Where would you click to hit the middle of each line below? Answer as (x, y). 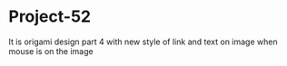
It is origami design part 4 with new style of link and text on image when (143, 42)
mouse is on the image (51, 51)
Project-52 (50, 17)
